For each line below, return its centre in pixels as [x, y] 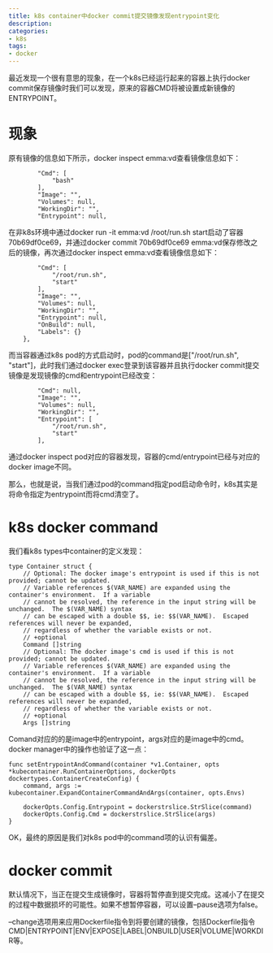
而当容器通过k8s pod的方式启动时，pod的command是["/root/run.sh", [124, 355]
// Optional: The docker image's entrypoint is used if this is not [141, 574]
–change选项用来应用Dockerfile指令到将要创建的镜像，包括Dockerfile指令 [132, 921]
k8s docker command [83, 528]
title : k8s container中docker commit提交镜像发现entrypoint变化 [114, 16]
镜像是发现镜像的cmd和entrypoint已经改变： [83, 375]
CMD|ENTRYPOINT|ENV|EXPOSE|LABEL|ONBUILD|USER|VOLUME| [121, 930]
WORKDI [249, 930]
